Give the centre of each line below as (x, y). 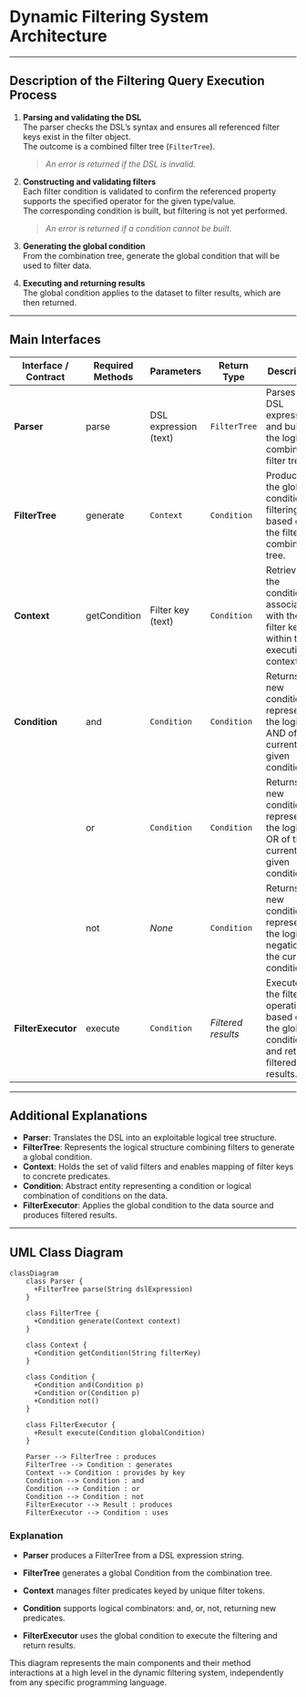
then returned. (50, 302)
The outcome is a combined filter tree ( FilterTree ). (119, 146)
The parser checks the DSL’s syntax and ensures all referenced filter (151, 127)
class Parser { (55, 1282)
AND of (281, 733)
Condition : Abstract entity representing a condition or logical (137, 1186)
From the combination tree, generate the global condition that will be (151, 255)
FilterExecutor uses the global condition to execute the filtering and (150, 1636)
